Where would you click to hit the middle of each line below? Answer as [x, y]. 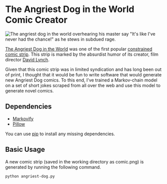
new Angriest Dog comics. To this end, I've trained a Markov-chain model [81, 80]
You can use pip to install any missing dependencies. [60, 134]
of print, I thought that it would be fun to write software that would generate [83, 74]
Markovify [23, 119]
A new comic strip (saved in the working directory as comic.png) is [75, 161]
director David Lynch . [27, 59]
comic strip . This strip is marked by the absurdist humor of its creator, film [82, 54]
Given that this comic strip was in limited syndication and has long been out [83, 69]
